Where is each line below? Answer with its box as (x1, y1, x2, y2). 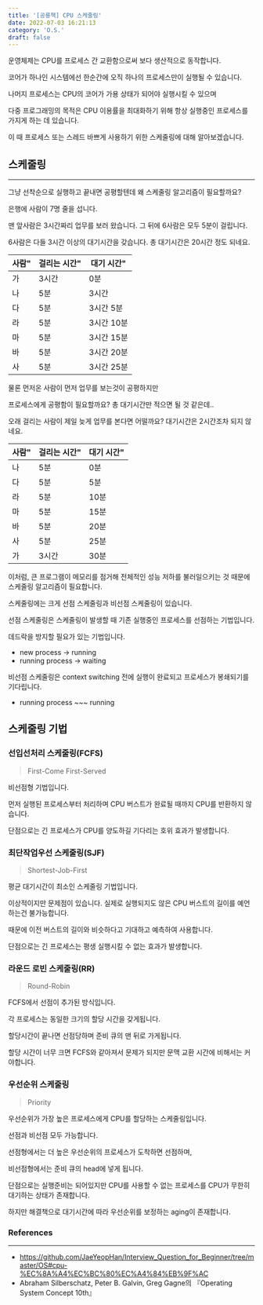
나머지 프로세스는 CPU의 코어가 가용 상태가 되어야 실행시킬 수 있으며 (8, 90, 217, 99)
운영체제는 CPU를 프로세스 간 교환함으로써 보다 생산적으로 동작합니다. (8, 56, 222, 65)
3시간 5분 (88, 303, 124, 314)
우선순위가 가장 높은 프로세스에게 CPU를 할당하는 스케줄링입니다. (8, 1113, 207, 1123)
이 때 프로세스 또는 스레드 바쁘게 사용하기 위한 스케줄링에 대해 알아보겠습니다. (8, 133, 244, 142)
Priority (27, 1097, 52, 1107)
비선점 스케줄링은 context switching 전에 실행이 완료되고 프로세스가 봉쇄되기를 (8, 672, 249, 682)
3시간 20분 (88, 347, 128, 358)
